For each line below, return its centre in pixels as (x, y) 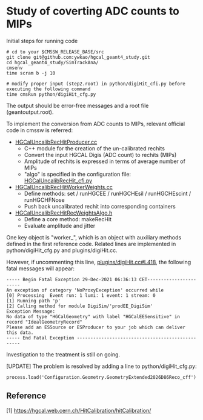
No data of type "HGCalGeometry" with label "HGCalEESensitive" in (93, 316)
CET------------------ (168, 279)
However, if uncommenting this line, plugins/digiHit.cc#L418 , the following (99, 262)
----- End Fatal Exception (40, 338)
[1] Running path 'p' (34, 301)
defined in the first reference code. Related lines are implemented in (91, 244)
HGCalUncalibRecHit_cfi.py (58, 181)
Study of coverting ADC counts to (93, 11)
